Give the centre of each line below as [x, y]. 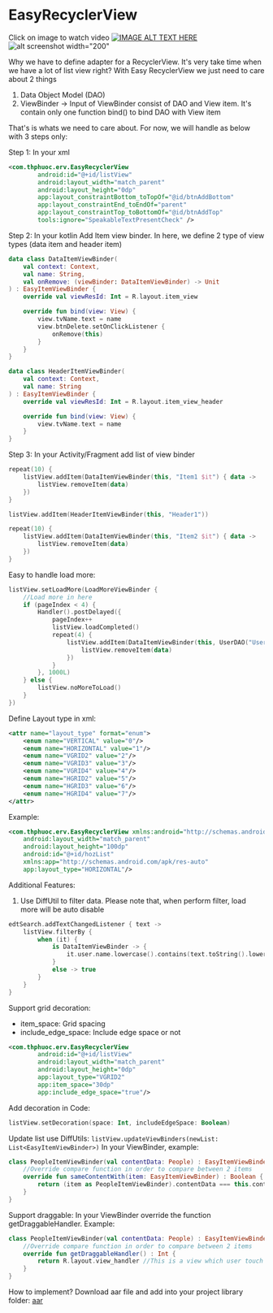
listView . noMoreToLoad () [80, 688]
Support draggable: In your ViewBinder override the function [110, 1215]
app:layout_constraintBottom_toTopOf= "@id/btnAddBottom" [136, 197]
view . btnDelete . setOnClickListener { [101, 327]
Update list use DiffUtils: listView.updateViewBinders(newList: [114, 1138]
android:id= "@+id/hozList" [69, 855]
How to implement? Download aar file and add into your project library [126, 1292]
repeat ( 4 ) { [72, 635]
